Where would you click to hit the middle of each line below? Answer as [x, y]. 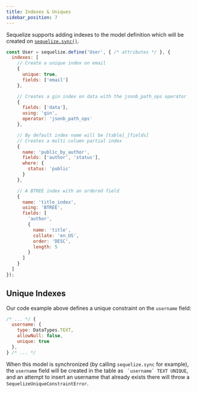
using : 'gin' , [40, 113]
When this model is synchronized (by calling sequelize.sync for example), [98, 364]
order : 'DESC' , [52, 241]
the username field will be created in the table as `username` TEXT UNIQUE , [97, 370]
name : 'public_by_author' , [56, 152]
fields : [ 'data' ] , [45, 108]
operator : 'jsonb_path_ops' [57, 119]
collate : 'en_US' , [56, 235]
